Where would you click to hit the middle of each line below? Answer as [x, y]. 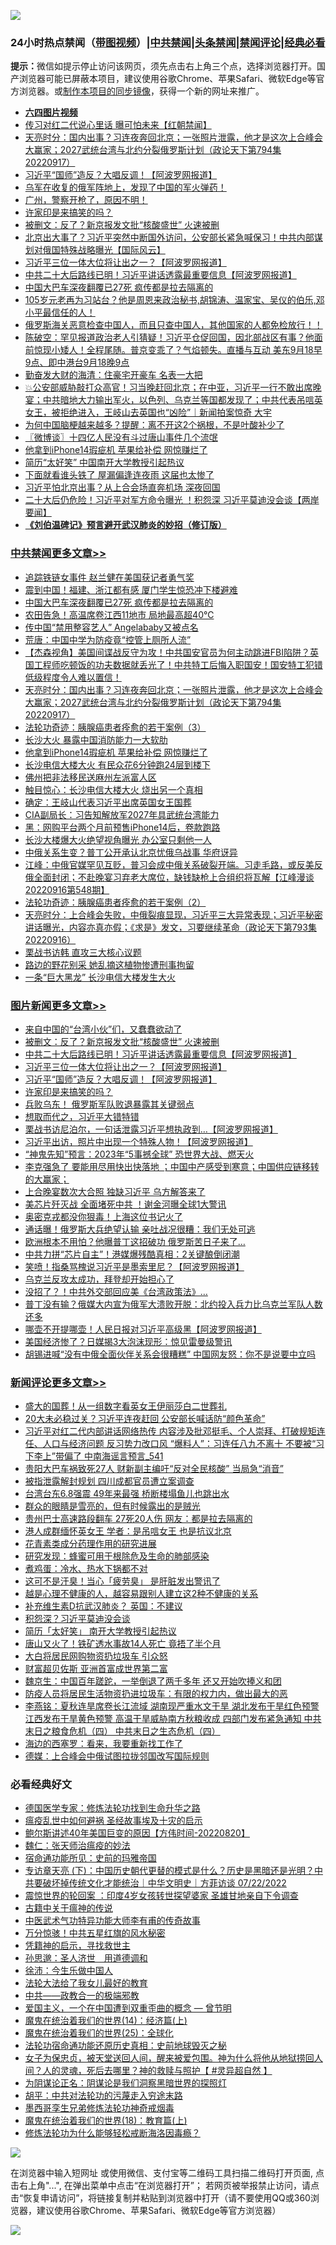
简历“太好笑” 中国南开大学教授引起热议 [104, 462]
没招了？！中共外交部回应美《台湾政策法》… [116, 1291]
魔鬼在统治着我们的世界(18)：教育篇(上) [106, 2121]
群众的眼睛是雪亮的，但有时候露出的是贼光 [112, 1506]
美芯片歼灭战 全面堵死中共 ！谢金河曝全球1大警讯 [125, 1204]
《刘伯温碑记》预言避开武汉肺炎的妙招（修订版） [125, 525]
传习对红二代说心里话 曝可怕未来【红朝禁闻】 [118, 125]
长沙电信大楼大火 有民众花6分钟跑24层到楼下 [117, 764]
